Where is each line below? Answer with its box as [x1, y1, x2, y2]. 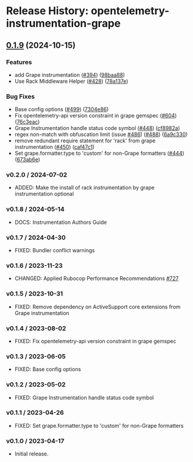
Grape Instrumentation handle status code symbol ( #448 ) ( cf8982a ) [14, 125, 181, 132]
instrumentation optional [14, 190, 74, 197]
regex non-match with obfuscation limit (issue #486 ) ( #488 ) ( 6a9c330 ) [14, 131, 188, 138]
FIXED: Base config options [14, 366, 81, 373]
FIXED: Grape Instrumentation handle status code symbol [14, 394, 154, 401]
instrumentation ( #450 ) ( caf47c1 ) [14, 144, 95, 151]
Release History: [6, 4, 89, 18]
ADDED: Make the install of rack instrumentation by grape [14, 184, 155, 191]
